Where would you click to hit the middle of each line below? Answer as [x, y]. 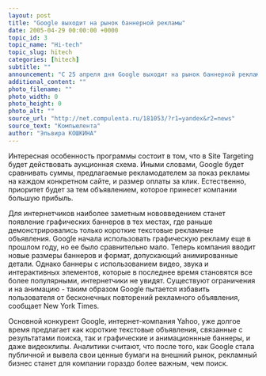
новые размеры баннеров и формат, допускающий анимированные [123, 255]
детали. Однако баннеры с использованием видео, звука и [108, 264]
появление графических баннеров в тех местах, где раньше [110, 222]
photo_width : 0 [33, 97]
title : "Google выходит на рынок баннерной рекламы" [97, 23]
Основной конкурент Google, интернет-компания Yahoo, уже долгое [124, 321]
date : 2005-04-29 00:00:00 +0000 [63, 30]
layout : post [30, 15]
